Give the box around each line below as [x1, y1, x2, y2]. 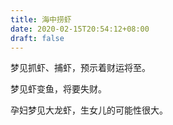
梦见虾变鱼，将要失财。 [10, 83, 107, 95]
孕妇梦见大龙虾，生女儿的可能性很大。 [10, 104, 168, 116]
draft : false [10, 33, 65, 43]
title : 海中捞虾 [10, 14, 72, 25]
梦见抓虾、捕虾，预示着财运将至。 [10, 62, 151, 74]
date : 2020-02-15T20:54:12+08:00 [10, 24, 150, 34]
